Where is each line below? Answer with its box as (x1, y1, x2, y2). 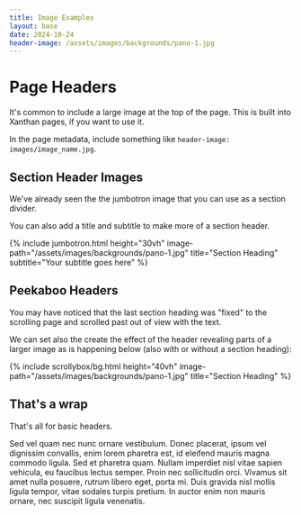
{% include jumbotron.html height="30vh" (9, 238, 165, 248)
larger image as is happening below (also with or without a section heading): (9, 343, 292, 354)
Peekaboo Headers (9, 283, 119, 298)
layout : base (9, 22, 58, 31)
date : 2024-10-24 (9, 30, 75, 39)
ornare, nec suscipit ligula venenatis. (9, 495, 146, 506)
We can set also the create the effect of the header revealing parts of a (9, 334, 272, 345)
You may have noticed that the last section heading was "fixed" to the (9, 307, 268, 318)
